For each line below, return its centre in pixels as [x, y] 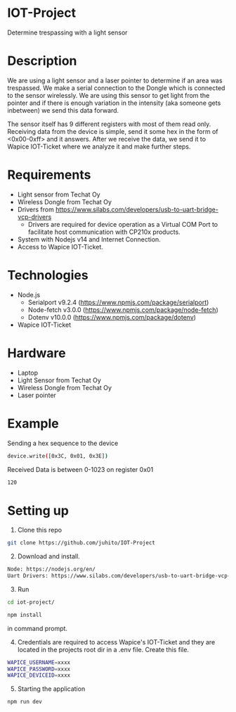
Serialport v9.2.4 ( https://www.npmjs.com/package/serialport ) [118, 302]
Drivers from [35, 209]
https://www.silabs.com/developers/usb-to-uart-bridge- [137, 209]
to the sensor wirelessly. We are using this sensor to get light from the [109, 95]
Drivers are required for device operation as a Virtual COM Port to [123, 224]
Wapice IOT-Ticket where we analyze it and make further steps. [99, 146]
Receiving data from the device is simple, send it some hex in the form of [113, 131]
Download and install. [49, 556]
